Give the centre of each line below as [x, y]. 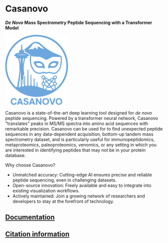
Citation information [37, 234]
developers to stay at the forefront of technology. [63, 201]
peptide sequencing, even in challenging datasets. [64, 180]
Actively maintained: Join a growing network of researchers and [79, 196]
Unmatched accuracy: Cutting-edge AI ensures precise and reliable [82, 175]
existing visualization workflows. [46, 191]
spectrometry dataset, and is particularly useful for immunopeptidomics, [80, 139]
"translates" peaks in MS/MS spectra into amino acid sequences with [77, 123]
